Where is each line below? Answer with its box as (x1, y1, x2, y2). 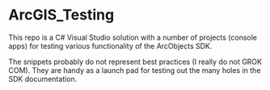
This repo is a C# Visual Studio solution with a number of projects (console (8, 32, 257, 42)
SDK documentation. (8, 74, 78, 84)
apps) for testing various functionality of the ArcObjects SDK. (8, 41, 213, 50)
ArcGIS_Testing (8, 6, 115, 24)
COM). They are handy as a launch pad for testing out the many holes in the (8, 65, 261, 75)
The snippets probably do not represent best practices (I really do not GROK (8, 57, 263, 66)
